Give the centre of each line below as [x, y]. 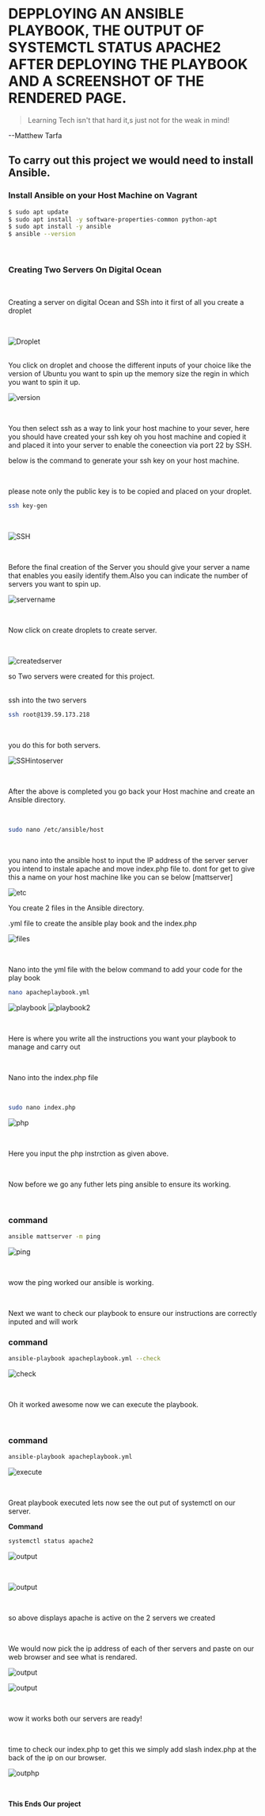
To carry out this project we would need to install [131, 161]
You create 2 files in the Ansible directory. [76, 908]
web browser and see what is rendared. [73, 1657]
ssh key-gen [28, 506]
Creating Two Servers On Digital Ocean [85, 270]
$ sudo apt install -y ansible [60, 227]
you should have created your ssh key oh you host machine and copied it [127, 437]
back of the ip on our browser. [57, 1758]
